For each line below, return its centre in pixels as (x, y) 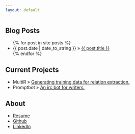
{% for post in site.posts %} (42, 43)
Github (20, 121)
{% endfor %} (27, 53)
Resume (21, 116)
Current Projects (32, 70)
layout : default (22, 10)
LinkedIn (22, 127)
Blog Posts (23, 31)
